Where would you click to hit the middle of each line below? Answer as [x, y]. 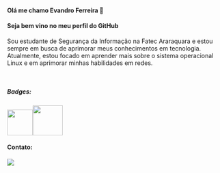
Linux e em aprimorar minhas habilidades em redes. [80, 63]
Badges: [19, 92]
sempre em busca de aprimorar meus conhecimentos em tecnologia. [104, 48]
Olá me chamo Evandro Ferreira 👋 [55, 10]
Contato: [20, 147]
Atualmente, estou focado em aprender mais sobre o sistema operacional [110, 55]
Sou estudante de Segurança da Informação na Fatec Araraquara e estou [110, 41]
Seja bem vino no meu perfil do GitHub [63, 26]
